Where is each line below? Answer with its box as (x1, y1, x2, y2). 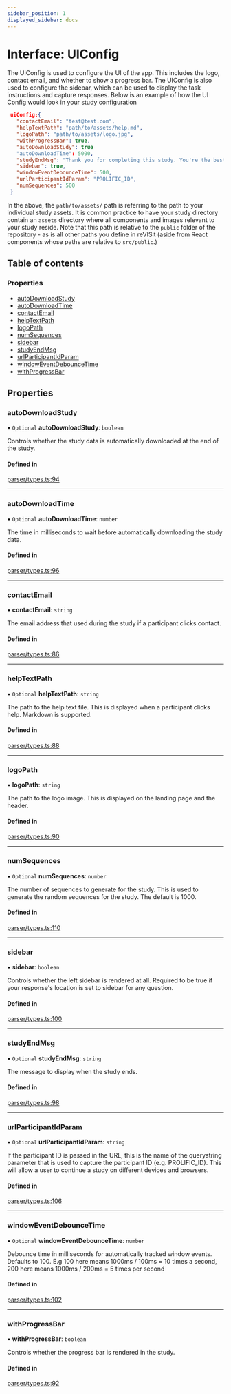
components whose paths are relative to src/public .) (7, 237, 158, 245)
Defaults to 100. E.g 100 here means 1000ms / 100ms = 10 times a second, (7, 1257, 218, 1265)
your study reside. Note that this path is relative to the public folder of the (7, 223, 217, 231)
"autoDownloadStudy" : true (16, 143, 94, 150)
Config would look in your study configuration (7, 98, 137, 107)
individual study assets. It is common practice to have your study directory (7, 208, 219, 216)
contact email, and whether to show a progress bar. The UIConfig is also (7, 77, 212, 85)
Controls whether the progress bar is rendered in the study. (7, 1348, 175, 1357)
